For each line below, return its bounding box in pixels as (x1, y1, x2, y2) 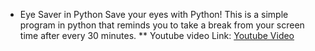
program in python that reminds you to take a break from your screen (19, 19, 305, 31)
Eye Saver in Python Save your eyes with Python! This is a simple (19, 9, 289, 20)
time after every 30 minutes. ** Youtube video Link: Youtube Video (19, 30, 295, 41)
